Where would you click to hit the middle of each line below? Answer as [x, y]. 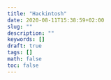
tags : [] [20, 53]
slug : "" [20, 26]
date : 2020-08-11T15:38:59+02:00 [56, 20]
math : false [24, 59]
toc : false [23, 65]
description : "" [31, 33]
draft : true [24, 46]
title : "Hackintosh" [37, 14]
